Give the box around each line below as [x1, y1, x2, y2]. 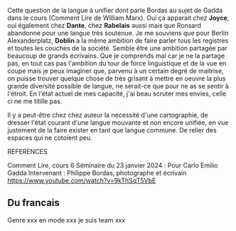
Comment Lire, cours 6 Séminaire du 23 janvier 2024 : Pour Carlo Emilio [7, 161, 218, 170]
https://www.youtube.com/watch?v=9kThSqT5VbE [7, 176, 156, 185]
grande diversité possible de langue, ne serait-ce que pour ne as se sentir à [7, 82, 229, 90]
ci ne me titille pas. [7, 97, 63, 106]
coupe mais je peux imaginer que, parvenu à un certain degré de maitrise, [7, 67, 224, 75]
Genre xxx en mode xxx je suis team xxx [7, 215, 126, 224]
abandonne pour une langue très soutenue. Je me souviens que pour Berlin [7, 29, 229, 37]
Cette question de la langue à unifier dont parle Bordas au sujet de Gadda [7, 6, 222, 14]
